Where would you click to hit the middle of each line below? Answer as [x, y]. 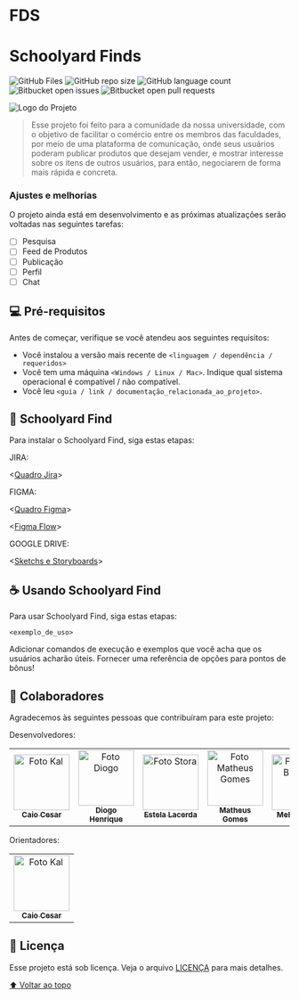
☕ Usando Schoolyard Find [85, 590]
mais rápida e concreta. [74, 172]
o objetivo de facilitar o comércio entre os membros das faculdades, [156, 135]
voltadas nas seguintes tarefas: [67, 225]
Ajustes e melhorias [53, 195]
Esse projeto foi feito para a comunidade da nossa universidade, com [158, 125]
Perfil [32, 272]
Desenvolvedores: [42, 734]
